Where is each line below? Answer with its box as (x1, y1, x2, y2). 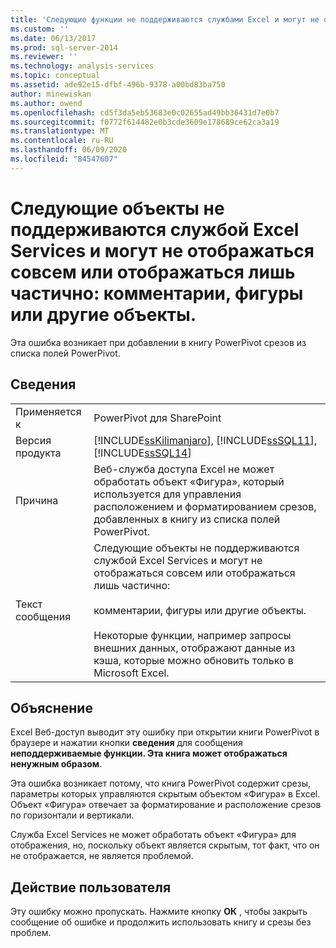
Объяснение (10, 699, 93, 716)
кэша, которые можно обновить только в (93, 653, 294, 667)
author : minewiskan (10, 89, 92, 99)
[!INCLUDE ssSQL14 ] (93, 446, 192, 460)
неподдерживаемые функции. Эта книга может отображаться (10, 747, 288, 760)
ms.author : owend (10, 98, 83, 108)
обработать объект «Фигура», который (93, 474, 285, 488)
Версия (15, 433, 52, 447)
